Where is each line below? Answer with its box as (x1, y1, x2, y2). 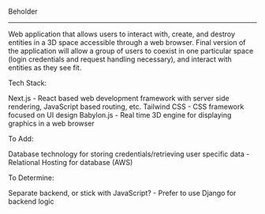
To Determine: (8, 173, 54, 182)
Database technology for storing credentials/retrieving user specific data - (8, 149, 250, 159)
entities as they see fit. (8, 63, 82, 72)
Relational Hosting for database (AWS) (8, 158, 133, 167)
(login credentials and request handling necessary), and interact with (8, 54, 233, 64)
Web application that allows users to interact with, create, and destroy (8, 29, 235, 39)
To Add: (8, 134, 34, 143)
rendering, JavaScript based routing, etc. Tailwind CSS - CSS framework (8, 102, 244, 111)
